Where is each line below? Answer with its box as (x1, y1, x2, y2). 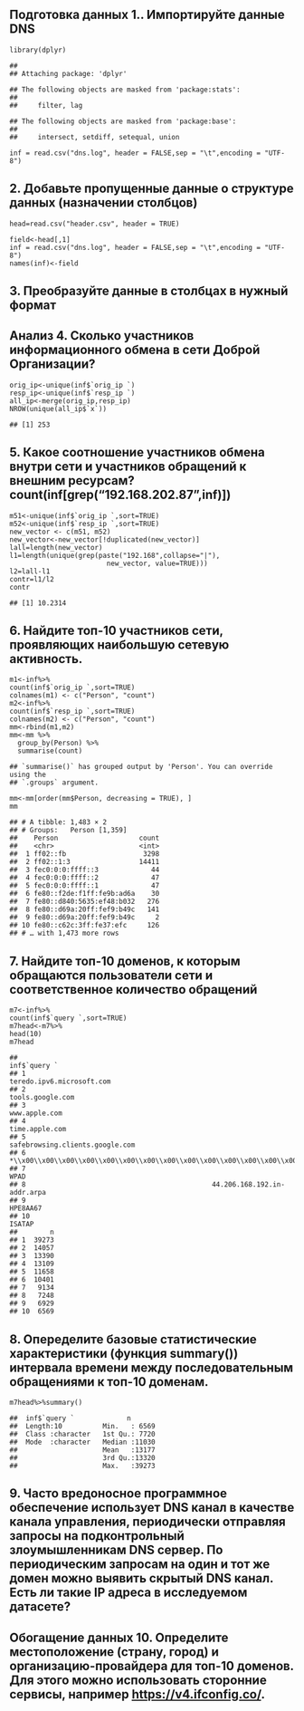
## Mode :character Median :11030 (9, 1437, 156, 1447)
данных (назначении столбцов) (9, 195, 198, 211)
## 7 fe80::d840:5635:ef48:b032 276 (9, 897, 160, 907)
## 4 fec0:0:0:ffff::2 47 (9, 873, 160, 882)
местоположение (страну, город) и (9, 1644, 220, 1659)
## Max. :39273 (9, 1462, 156, 1471)
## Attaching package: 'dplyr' (9, 69, 128, 78)
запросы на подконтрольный (9, 1528, 185, 1543)
